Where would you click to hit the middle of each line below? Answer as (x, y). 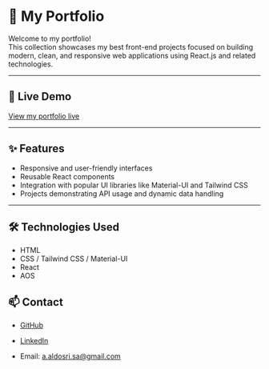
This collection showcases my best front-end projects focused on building (131, 46)
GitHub (32, 325)
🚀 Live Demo (40, 96)
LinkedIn (34, 341)
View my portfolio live (44, 116)
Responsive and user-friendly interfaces (86, 168)
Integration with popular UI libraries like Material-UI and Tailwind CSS (134, 185)
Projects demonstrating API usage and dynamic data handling (122, 193)
